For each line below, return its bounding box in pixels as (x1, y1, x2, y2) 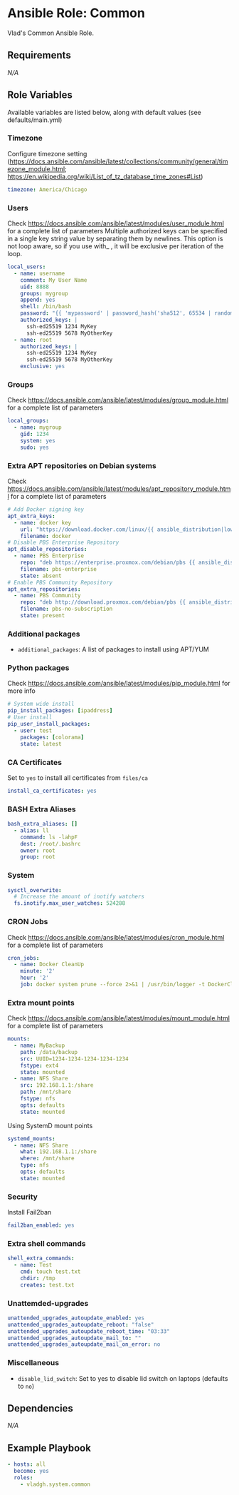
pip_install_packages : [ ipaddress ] (7, 707, 113, 714)
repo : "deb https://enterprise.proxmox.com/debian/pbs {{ (20, 559, 196, 566)
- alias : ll (14, 826, 50, 834)
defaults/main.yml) (7, 116, 63, 124)
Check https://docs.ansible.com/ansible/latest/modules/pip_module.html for (7, 679, 230, 688)
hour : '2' (20, 974, 50, 982)
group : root (20, 853, 55, 861)
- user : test (14, 726, 53, 734)
